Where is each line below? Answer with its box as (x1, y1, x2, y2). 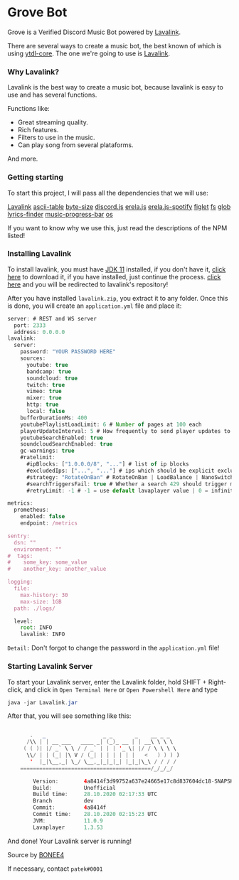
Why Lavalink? (7, 67, 59, 77)
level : (14, 618, 33, 625)
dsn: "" (14, 539, 37, 546)
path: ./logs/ (14, 605, 55, 612)
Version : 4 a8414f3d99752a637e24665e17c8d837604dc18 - (33, 778, 215, 785)
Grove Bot (7, 4, 68, 21)
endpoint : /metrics (20, 520, 78, 527)
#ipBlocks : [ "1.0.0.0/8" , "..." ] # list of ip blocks (26, 461, 190, 468)
